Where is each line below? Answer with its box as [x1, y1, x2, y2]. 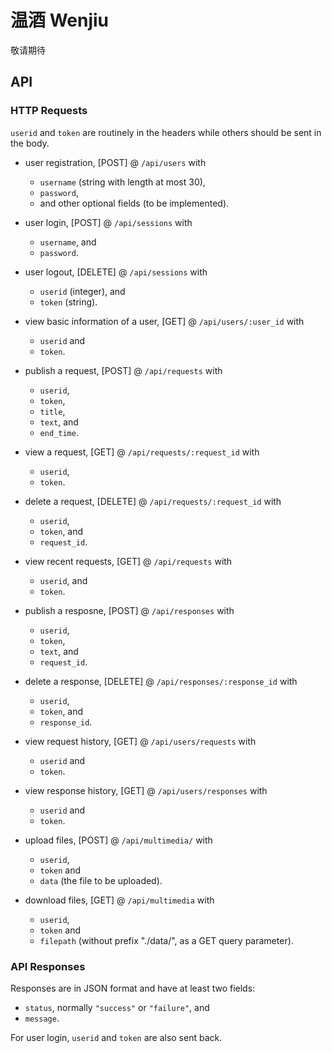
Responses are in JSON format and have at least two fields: [10, 982, 256, 994]
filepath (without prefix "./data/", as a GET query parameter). [39, 934, 294, 946]
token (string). [39, 296, 98, 308]
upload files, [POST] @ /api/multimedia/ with [24, 834, 213, 846]
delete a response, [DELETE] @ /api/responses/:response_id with [24, 675, 298, 687]
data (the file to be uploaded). [39, 874, 163, 886]
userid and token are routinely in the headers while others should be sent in [10, 126, 322, 138]
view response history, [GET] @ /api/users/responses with [24, 784, 268, 796]
